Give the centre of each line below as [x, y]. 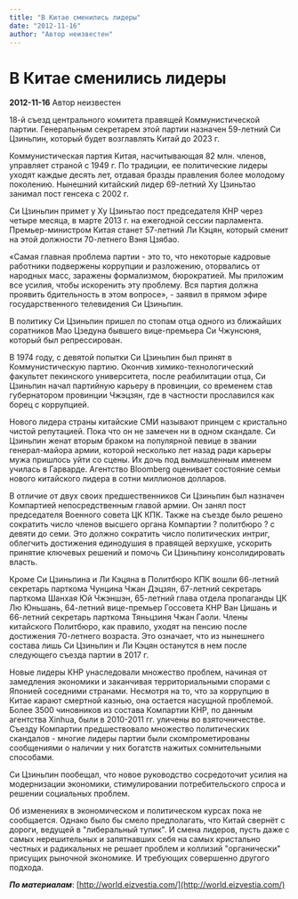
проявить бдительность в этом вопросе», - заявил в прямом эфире [138, 295]
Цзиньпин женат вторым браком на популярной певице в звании [133, 441]
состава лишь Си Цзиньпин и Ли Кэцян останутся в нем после [128, 645]
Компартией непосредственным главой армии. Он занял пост [128, 506]
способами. [32, 757]
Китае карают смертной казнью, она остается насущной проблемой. [141, 701]
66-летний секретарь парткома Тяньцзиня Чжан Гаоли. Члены [129, 617]
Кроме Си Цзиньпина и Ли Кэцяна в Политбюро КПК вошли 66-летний [144, 579]
